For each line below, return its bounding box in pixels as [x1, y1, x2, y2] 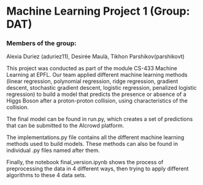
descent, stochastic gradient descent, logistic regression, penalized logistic [6, 84, 197, 92]
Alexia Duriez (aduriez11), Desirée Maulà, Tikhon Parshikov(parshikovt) [6, 53, 185, 60]
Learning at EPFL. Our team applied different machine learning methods [6, 71, 188, 79]
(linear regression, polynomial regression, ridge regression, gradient [6, 78, 178, 85]
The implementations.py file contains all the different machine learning [6, 134, 185, 141]
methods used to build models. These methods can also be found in [6, 140, 178, 148]
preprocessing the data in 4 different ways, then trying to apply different [6, 165, 189, 172]
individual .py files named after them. [6, 147, 100, 154]
